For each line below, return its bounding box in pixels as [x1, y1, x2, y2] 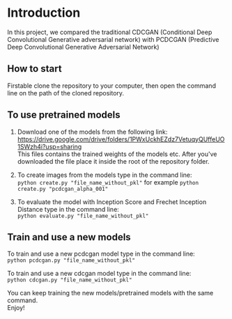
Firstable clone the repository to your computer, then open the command [7, 81, 216, 90]
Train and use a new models [7, 231, 131, 243]
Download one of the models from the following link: [17, 127, 168, 136]
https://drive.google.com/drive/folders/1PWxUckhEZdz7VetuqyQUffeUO [17, 134, 225, 143]
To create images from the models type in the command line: [17, 171, 193, 179]
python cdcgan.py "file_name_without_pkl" [7, 277, 132, 283]
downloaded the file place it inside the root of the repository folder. [17, 157, 210, 165]
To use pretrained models [7, 109, 121, 121]
